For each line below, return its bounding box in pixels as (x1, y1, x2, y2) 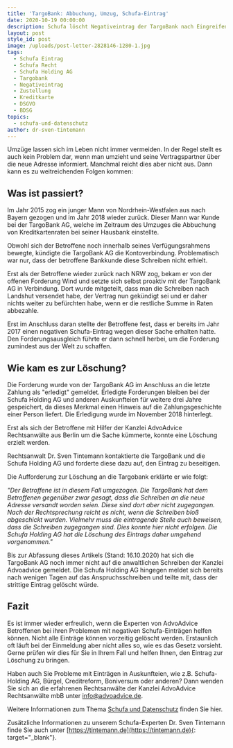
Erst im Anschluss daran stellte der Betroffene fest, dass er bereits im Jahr (7, 320, 220, 328)
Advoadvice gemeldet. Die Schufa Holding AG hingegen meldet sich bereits (7, 566, 223, 574)
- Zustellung (13, 87, 51, 94)
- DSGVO (13, 101, 36, 108)
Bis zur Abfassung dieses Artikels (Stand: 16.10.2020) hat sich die (7, 551, 194, 559)
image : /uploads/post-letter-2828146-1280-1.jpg (7, 42, 150, 49)
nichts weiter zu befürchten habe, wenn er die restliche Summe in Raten (7, 299, 214, 307)
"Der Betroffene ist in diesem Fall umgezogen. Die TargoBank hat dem (7, 486, 208, 494)
